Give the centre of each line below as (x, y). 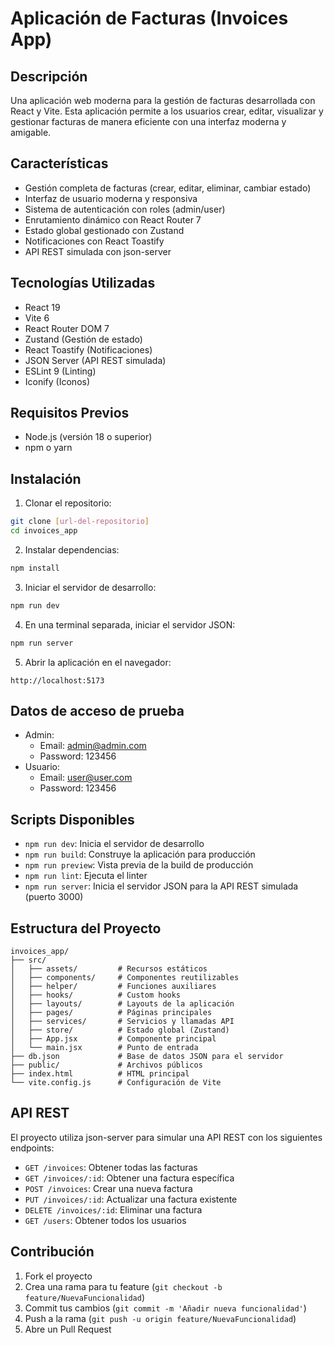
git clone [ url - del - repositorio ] (80, 522)
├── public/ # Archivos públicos (106, 1065)
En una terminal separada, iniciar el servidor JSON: (130, 624)
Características (59, 163)
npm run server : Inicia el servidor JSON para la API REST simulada (161, 886)
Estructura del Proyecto (86, 928)
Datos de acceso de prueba (97, 711)
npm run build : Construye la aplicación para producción (140, 854)
